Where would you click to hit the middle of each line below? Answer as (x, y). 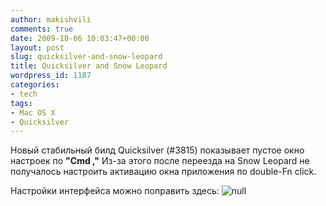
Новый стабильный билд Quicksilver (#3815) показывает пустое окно (157, 150)
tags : (21, 103)
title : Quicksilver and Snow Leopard (89, 66)
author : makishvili (51, 19)
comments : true (42, 29)
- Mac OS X (33, 112)
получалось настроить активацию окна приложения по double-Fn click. (163, 172)
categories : (35, 85)
